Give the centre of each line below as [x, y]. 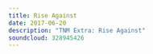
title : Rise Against [43, 15]
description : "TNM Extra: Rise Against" [77, 30]
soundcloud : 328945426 [46, 38]
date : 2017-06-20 [37, 23]
